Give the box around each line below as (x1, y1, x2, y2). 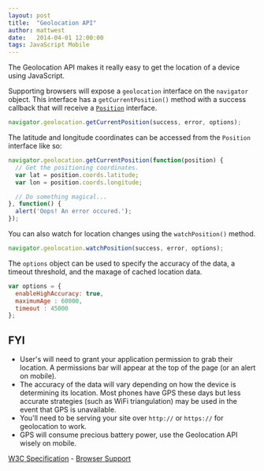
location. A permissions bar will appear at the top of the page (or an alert (19, 363, 256, 372)
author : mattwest (8, 26, 65, 34)
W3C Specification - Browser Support (8, 454, 132, 463)
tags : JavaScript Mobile (8, 41, 90, 49)
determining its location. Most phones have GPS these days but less (19, 388, 241, 398)
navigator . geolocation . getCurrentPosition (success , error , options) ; (8, 119, 242, 126)
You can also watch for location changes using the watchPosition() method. (8, 229, 256, 238)
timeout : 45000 (15, 304, 69, 312)
